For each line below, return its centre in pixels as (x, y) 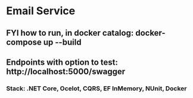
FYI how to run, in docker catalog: (70, 33)
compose (24, 42)
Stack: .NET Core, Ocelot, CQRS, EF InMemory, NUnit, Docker (96, 88)
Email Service (41, 11)
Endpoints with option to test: (62, 62)
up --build (62, 42)
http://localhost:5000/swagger (66, 72)
